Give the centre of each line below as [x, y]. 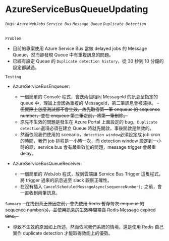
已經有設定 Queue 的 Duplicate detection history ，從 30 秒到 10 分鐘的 [88, 61]
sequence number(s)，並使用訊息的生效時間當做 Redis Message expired [80, 210]
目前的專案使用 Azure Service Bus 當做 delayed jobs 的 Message [80, 48]
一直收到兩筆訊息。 [40, 193]
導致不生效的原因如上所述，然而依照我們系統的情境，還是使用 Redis [83, 227]
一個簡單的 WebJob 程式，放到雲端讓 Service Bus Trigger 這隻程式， [92, 174]
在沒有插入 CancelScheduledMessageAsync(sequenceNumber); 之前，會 [91, 187]
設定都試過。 [26, 68]
